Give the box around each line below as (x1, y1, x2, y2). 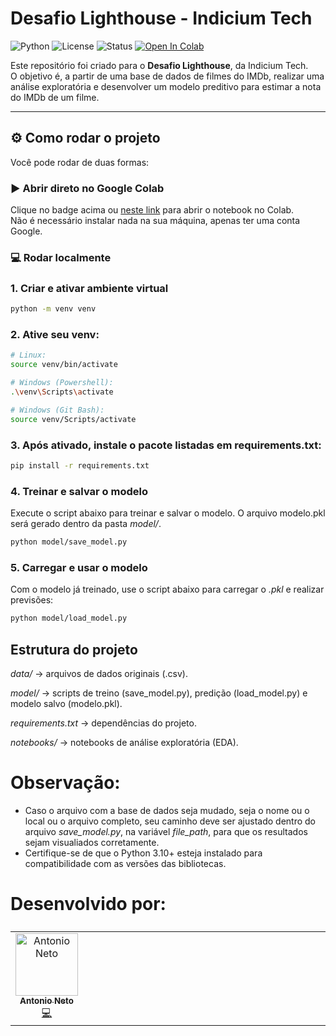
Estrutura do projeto (10, 641, 138, 658)
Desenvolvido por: (10, 893, 167, 916)
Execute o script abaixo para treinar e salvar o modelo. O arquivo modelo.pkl (10, 507, 326, 519)
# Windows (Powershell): (10, 378, 114, 388)
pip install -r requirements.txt (10, 460, 150, 471)
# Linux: (10, 350, 47, 361)
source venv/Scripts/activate (10, 414, 137, 424)
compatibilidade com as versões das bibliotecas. (24, 857, 227, 869)
